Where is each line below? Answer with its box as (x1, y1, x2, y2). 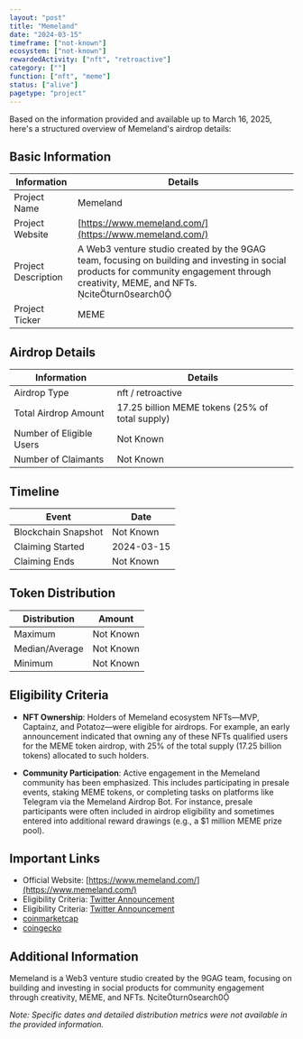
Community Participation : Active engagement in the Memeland (22, 768, 260, 778)
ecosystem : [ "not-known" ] (9, 47, 106, 56)
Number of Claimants (14, 453, 105, 465)
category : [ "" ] (9, 64, 67, 73)
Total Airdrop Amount (14, 407, 105, 419)
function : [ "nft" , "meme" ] (9, 72, 111, 81)
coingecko (22, 923, 62, 933)
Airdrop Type (14, 387, 69, 400)
